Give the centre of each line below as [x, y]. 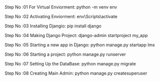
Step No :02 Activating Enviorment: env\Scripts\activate [61, 16]
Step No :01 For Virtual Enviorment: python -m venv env [61, 7]
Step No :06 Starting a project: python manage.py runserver [65, 54]
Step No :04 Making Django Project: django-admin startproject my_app [76, 35]
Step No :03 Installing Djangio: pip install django [53, 26]
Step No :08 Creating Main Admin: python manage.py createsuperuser [76, 73]
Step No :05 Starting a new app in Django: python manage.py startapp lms [80, 45]
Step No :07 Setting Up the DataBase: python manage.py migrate [70, 64]
